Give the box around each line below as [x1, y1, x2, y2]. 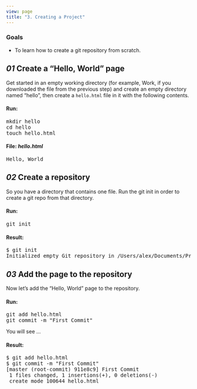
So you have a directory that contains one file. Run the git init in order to [6, 188, 180, 195]
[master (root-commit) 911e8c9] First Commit [6, 366, 140, 373]
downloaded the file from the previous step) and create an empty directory [6, 86, 186, 93]
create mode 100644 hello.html [9, 378, 99, 384]
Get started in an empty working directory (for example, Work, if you [6, 79, 171, 86]
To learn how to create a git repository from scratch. [14, 46, 141, 53]
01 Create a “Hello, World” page [6, 64, 125, 74]
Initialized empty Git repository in [6, 252, 115, 260]
